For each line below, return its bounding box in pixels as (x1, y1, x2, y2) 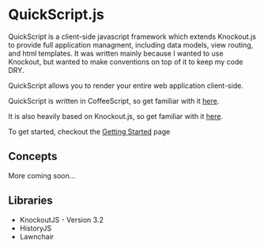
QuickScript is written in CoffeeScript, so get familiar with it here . (8, 96, 220, 105)
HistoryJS (19, 223, 52, 233)
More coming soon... (8, 170, 76, 180)
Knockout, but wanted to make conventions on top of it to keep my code (8, 57, 243, 67)
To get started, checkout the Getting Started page (8, 127, 171, 136)
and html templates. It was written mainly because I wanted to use (8, 48, 224, 58)
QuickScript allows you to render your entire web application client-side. (8, 81, 243, 90)
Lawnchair (19, 231, 55, 241)
